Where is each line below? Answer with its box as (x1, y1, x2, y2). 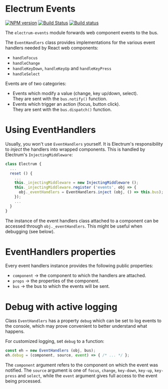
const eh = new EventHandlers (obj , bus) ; (5, 348, 96, 353)
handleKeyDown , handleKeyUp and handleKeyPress (12, 65, 112, 71)
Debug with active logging (5, 301, 118, 313)
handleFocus (12, 55, 38, 61)
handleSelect (12, 71, 40, 76)
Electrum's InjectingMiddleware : (5, 151, 73, 157)
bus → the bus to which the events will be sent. (12, 283, 110, 289)
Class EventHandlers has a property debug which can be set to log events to (5, 318, 162, 324)
